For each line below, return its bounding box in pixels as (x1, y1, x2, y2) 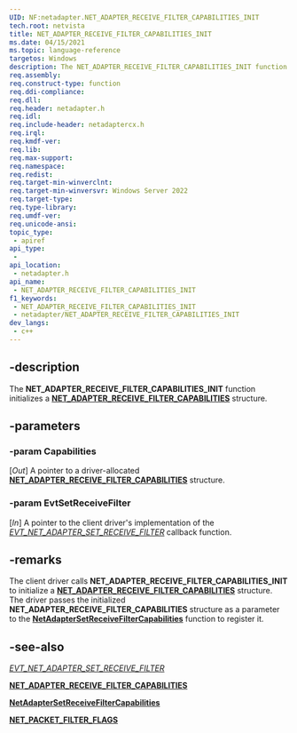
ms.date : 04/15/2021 (9, 37, 86, 47)
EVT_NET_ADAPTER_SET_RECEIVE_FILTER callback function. (9, 526, 232, 538)
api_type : (9, 244, 46, 253)
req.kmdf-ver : (9, 137, 62, 146)
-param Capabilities (9, 445, 97, 458)
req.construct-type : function (9, 79, 121, 88)
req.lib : (9, 145, 42, 154)
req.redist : (9, 170, 53, 179)
